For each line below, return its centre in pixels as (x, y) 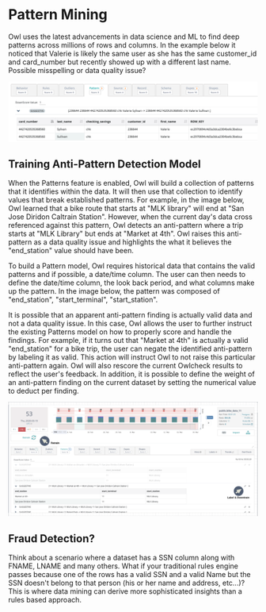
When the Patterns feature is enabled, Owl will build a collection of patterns (131, 183)
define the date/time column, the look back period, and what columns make (131, 283)
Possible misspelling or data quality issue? (77, 70)
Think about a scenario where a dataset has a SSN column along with (122, 557)
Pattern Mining (58, 15)
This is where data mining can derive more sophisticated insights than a (125, 591)
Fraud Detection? (51, 539)
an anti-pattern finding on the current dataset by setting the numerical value (132, 383)
